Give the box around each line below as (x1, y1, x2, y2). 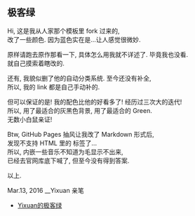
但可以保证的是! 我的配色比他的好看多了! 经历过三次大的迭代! (7, 97, 182, 106)
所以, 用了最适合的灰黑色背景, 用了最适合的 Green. (7, 106, 152, 114)
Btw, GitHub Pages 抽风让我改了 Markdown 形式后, (7, 130, 154, 138)
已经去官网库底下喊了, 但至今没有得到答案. (7, 156, 130, 165)
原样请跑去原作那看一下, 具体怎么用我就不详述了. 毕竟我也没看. (7, 50, 188, 58)
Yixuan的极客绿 (17, 201, 62, 209)
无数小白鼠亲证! (7, 115, 53, 123)
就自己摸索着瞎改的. (7, 59, 65, 67)
